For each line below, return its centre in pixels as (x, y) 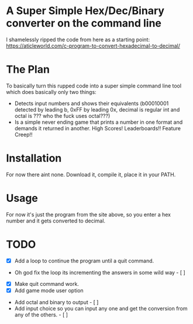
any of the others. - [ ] (41, 315)
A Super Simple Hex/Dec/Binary (85, 11)
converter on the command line (84, 23)
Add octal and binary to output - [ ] (56, 302)
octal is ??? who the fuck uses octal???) (62, 116)
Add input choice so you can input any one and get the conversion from (101, 308)
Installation (34, 158)
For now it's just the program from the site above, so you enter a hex (89, 214)
